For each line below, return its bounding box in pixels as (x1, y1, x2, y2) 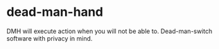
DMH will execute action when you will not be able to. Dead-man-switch (6, 27, 213, 35)
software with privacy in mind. (6, 34, 93, 42)
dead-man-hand (6, 4, 103, 20)
